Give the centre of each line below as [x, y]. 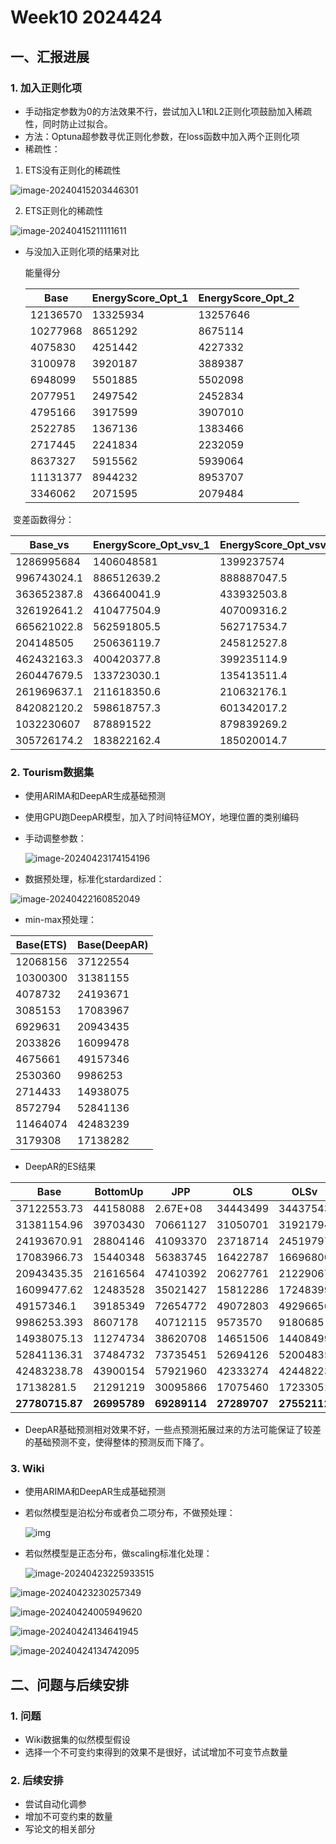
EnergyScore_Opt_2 [246, 298]
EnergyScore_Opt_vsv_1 [151, 544]
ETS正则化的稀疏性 [64, 210]
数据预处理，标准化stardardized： [94, 879]
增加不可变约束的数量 [68, 1817]
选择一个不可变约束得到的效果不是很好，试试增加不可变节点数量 [156, 1752]
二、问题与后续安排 [69, 1684]
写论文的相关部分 [60, 1829]
